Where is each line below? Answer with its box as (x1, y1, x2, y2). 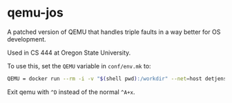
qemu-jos (7, 5, 64, 21)
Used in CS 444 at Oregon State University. (7, 48, 131, 57)
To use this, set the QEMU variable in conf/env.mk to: (7, 62, 151, 70)
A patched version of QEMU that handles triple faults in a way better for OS (7, 28, 221, 36)
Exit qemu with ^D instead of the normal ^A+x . (7, 88, 136, 96)
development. (7, 35, 46, 43)
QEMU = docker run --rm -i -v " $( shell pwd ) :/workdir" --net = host (7, 75, 202, 82)
